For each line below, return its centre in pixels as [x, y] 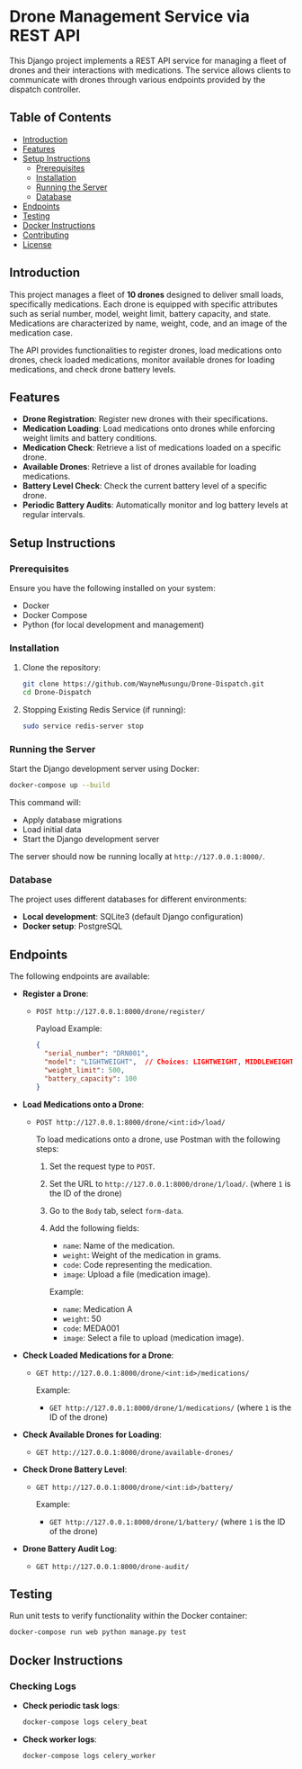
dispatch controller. [45, 89]
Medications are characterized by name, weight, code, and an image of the [148, 323]
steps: [47, 1148]
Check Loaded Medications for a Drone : [98, 1355]
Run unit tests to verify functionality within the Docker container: [129, 1616]
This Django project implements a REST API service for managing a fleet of [148, 60]
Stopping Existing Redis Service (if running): [104, 710]
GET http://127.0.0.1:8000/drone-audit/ [112, 1567]
